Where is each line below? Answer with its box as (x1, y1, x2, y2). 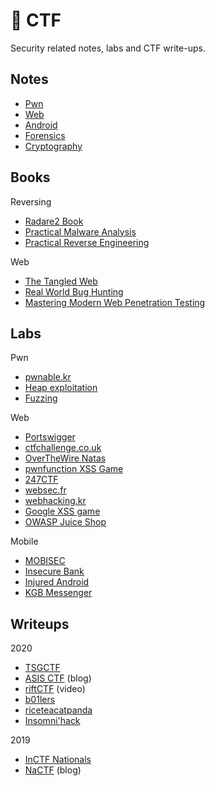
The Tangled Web (24, 275, 98, 287)
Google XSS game (24, 505, 101, 518)
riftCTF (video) (24, 683, 86, 695)
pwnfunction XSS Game (24, 463, 124, 475)
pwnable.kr (24, 371, 72, 383)
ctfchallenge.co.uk (24, 442, 102, 454)
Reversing (10, 195, 52, 208)
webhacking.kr (24, 495, 87, 507)
